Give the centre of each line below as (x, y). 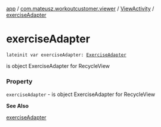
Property (19, 81)
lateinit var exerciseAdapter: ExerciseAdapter (66, 55)
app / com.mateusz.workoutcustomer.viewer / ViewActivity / (80, 9)
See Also (17, 106)
